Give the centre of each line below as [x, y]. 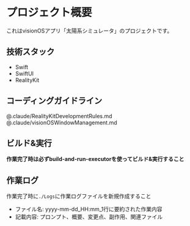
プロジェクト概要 [49, 13]
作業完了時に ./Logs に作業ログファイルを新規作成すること [79, 196]
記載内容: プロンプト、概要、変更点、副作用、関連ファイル [89, 217]
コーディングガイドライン [54, 101]
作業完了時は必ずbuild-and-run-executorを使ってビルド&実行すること [95, 159]
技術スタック [31, 52]
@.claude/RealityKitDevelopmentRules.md [59, 116]
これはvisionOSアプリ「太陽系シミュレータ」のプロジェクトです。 [90, 31]
